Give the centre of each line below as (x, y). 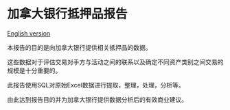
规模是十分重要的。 (34, 70)
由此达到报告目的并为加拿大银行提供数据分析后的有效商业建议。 (97, 99)
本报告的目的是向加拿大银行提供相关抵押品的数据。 (79, 47)
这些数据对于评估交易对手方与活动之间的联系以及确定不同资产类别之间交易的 (115, 61)
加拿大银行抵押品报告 (68, 14)
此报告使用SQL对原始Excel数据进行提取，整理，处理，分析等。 (96, 85)
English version (29, 33)
